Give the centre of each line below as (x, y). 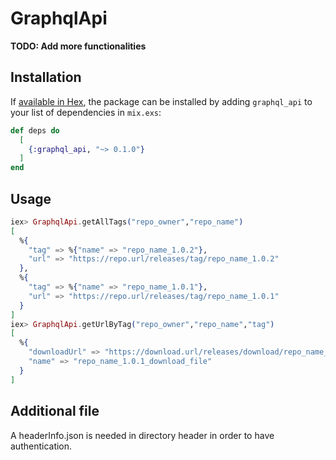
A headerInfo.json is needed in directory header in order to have (142, 435)
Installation (46, 77)
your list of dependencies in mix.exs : (86, 112)
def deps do (35, 130)
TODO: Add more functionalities (78, 46)
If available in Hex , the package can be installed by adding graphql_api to (161, 101)
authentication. (41, 446)
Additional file (55, 411)
